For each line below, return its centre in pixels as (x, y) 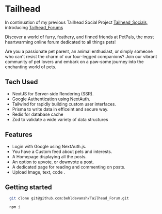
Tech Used (22, 82)
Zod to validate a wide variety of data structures (60, 119)
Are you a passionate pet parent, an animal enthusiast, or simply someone (79, 51)
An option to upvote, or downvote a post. (53, 162)
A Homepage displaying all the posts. (49, 156)
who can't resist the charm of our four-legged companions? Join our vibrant (81, 56)
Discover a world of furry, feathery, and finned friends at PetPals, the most (80, 37)
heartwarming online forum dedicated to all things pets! (60, 42)
